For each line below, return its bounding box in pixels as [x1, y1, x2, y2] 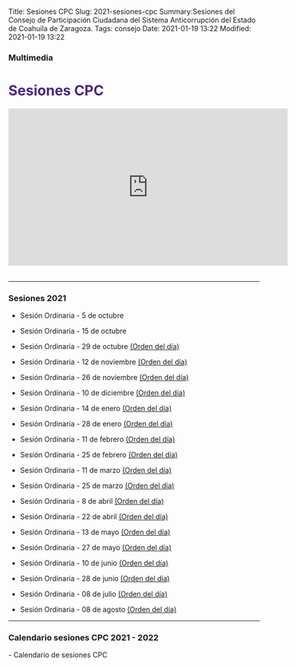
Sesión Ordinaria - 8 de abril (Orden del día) [19, 497, 164, 506]
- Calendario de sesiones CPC [8, 650, 108, 660]
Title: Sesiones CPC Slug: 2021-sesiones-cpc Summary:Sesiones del [8, 7, 235, 16]
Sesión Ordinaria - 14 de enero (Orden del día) [19, 403, 172, 414]
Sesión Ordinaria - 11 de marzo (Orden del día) [19, 466, 172, 475]
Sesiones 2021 [8, 292, 66, 303]
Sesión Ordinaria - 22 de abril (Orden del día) [19, 512, 169, 521]
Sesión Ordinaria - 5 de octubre [19, 311, 124, 320]
